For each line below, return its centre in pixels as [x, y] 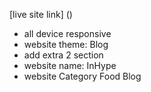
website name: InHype [70, 65]
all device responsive [67, 33]
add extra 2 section [63, 55]
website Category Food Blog [82, 76]
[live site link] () [41, 14]
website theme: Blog [66, 44]
